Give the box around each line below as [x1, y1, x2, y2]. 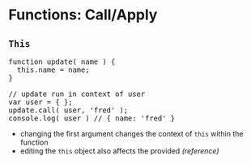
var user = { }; [8, 98, 73, 107]
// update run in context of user [8, 90, 146, 99]
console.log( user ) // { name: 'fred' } [8, 114, 176, 123]
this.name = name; [16, 65, 91, 74]
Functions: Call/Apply [8, 6, 158, 24]
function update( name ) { [8, 57, 116, 66]
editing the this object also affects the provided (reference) [19, 146, 220, 155]
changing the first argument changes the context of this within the [19, 129, 244, 138]
